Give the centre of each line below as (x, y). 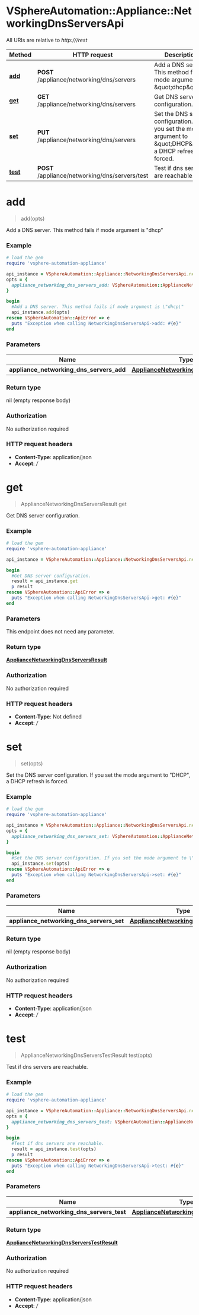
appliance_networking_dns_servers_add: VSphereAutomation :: (87, 285)
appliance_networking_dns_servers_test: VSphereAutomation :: (89, 1122)
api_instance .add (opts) (41, 313)
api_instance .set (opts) (41, 864)
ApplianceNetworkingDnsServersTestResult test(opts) (86, 1055)
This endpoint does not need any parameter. (60, 632)
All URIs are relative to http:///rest (47, 40)
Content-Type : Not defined (48, 717)
